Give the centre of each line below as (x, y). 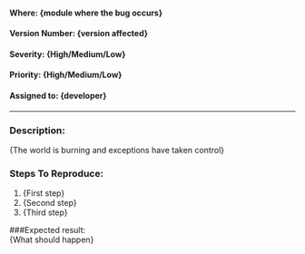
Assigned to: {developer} (58, 95)
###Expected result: (48, 230)
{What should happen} (52, 239)
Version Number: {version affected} (79, 34)
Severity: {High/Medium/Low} (68, 54)
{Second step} (49, 203)
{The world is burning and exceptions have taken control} (117, 150)
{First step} (44, 193)
